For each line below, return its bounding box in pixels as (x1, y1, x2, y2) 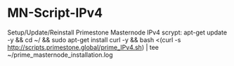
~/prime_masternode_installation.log (7, 51, 114, 59)
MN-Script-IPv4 (7, 5, 103, 21)
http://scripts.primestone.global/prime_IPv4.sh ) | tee (7, 43, 160, 51)
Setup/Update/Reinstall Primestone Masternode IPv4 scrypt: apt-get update (7, 28, 227, 37)
